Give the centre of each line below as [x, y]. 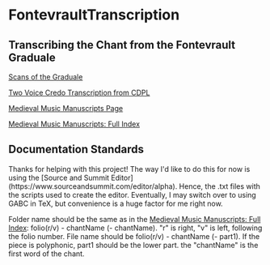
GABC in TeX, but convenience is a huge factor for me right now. [116, 203]
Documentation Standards [76, 150]
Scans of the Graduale [46, 77]
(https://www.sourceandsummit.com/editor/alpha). [93, 186]
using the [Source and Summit [59, 177]
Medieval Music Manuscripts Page [66, 108]
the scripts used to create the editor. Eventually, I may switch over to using [132, 194]
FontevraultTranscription [94, 15]
